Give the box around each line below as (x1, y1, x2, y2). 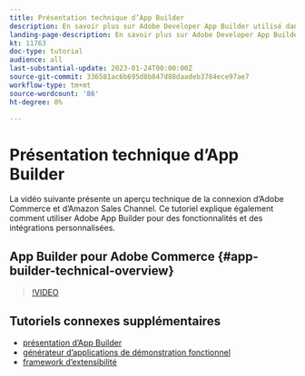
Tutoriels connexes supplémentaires (9, 313, 221, 329)
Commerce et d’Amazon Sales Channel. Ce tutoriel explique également (9, 203, 274, 214)
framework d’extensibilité (22, 356, 118, 367)
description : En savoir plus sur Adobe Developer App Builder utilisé (9, 22, 282, 31)
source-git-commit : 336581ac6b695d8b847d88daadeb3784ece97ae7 (9, 72, 250, 82)
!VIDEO (31, 287, 59, 298)
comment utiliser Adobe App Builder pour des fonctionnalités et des (9, 213, 263, 224)
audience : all (9, 55, 64, 64)
